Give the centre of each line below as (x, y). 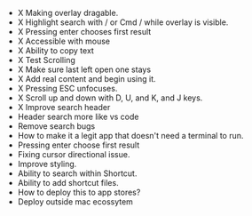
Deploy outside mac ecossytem (75, 202)
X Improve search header (64, 107)
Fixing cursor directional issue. (74, 154)
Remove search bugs (56, 126)
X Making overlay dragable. (68, 13)
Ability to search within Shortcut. (77, 173)
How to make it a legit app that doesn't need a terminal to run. (130, 136)
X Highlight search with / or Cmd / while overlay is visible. (123, 22)
